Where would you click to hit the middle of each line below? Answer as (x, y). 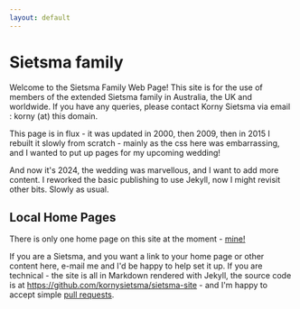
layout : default (40, 18)
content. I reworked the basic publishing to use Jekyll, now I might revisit (145, 179)
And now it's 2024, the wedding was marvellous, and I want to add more (144, 170)
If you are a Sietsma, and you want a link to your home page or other (137, 257)
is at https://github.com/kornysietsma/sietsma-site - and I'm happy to (139, 286)
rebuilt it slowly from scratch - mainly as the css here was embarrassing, (145, 143)
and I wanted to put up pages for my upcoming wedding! (115, 152)
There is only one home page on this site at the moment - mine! (127, 239)
